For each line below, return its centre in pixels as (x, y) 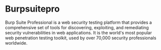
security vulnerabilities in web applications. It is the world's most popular (79, 33)
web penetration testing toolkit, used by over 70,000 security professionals (81, 38)
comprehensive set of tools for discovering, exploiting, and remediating (77, 27)
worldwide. (16, 43)
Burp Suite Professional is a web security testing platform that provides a (79, 22)
